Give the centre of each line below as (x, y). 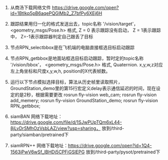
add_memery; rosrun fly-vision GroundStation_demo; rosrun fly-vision (84, 100)
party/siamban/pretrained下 (39, 135)
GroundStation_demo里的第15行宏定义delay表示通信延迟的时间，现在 (83, 88)
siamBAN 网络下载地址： (36, 116)
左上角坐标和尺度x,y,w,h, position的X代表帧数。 (60, 71)
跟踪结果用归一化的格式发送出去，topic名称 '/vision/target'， (74, 24)
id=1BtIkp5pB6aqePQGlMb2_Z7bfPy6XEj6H (56, 13)
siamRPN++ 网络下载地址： (39, 145)
